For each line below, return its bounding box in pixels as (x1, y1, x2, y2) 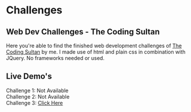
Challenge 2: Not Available (6, 93, 70, 100)
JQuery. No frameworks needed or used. (6, 55, 105, 61)
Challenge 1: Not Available (6, 87, 69, 94)
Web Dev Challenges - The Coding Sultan (6, 27, 160, 37)
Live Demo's (6, 71, 53, 82)
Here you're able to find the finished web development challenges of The (6, 42, 182, 49)
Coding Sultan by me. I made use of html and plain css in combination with (6, 48, 186, 55)
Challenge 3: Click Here (6, 99, 63, 106)
